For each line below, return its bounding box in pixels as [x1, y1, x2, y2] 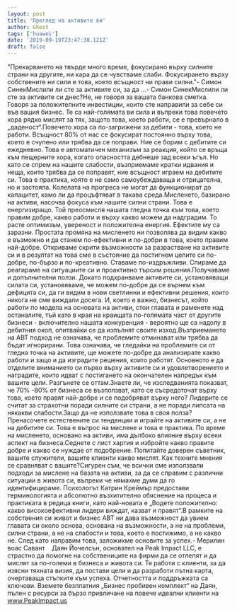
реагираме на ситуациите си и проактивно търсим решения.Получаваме [7, 266, 230, 274]
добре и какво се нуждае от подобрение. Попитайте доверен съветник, [7, 446, 226, 454]
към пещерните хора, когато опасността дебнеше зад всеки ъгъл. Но [7, 153, 219, 161]
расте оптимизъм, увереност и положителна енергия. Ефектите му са [7, 221, 221, 229]
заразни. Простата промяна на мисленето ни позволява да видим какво [7, 228, 228, 236]
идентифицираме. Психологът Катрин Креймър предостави [7, 484, 190, 492]
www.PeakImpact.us [7, 596, 67, 605]
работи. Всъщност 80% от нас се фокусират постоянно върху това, [7, 130, 212, 139]
